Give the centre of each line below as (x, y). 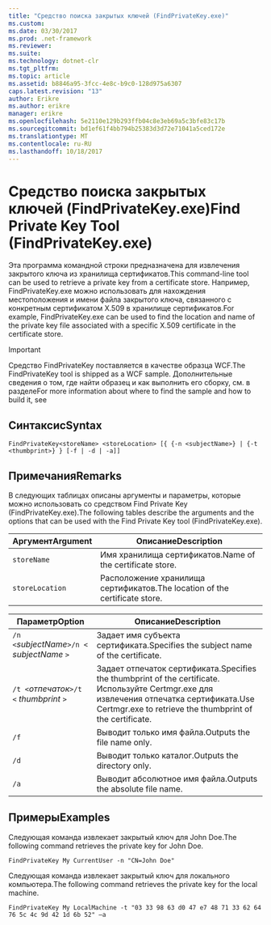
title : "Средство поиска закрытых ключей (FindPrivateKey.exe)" (119, 16)
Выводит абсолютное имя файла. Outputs (177, 779)
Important (25, 350)
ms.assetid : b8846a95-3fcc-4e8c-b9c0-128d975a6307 (95, 83)
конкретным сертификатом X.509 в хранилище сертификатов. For (121, 308)
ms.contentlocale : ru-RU (50, 144)
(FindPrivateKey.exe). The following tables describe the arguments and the (131, 512)
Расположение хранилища (152, 578)
